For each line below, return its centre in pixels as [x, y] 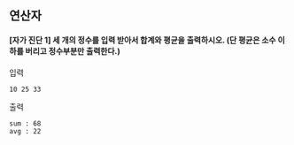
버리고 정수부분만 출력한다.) [73, 50]
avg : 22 [25, 131]
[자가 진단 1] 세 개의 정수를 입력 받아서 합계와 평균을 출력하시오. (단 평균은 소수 [143, 40]
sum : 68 [25, 123]
